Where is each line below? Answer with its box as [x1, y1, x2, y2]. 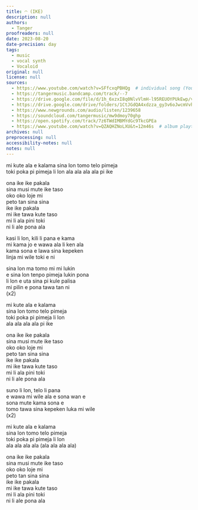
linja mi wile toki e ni [6, 253, 55, 260]
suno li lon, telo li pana [6, 386, 61, 393]
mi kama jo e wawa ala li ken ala [6, 241, 84, 248]
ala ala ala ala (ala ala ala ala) [6, 442, 77, 449]
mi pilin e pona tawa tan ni [6, 283, 70, 290]
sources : [6, 80, 28, 86]
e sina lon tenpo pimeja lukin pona [6, 271, 90, 278]
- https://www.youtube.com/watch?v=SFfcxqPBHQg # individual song [11, 85, 181, 91]
